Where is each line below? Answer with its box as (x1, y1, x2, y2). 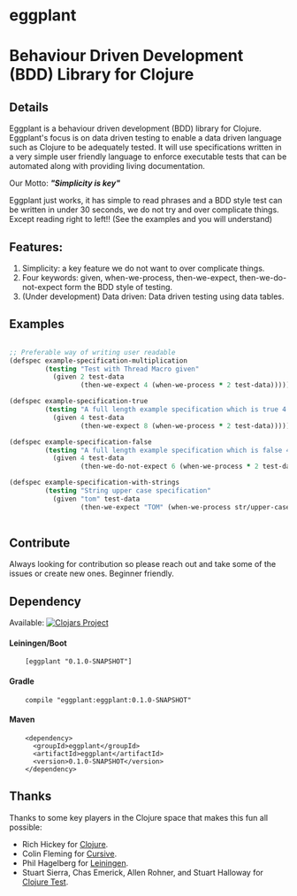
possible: (9, 822, 42, 832)
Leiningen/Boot (9, 638, 68, 648)
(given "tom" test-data (52, 494, 141, 503)
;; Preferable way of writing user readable (9, 348, 176, 356)
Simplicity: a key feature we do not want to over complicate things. (21, 263, 265, 273)
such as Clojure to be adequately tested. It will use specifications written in (9, 142, 282, 153)
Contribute (9, 535, 71, 550)
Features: (9, 240, 64, 255)
